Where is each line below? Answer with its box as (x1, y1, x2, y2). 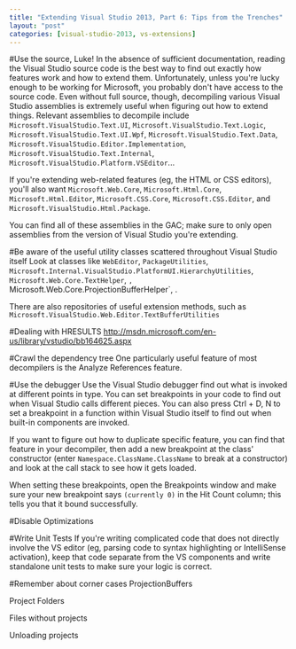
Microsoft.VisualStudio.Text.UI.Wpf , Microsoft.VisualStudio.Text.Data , (9, 129, 278, 140)
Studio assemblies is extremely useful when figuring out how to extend (9, 101, 269, 112)
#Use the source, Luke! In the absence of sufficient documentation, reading (9, 54, 285, 65)
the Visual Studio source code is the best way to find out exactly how (9, 63, 261, 74)
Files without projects (9, 613, 88, 623)
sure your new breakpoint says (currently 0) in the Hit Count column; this (9, 489, 282, 500)
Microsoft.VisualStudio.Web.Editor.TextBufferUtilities (9, 311, 220, 320)
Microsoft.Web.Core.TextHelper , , (9, 275, 133, 285)
